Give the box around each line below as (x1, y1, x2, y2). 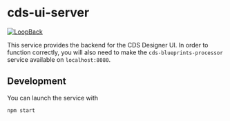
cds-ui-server (7, 5, 90, 21)
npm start (7, 107, 36, 114)
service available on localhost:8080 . (7, 55, 111, 63)
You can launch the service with (7, 93, 99, 102)
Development (7, 76, 67, 87)
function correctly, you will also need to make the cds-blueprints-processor (7, 48, 223, 56)
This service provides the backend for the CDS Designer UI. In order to (7, 41, 209, 49)
